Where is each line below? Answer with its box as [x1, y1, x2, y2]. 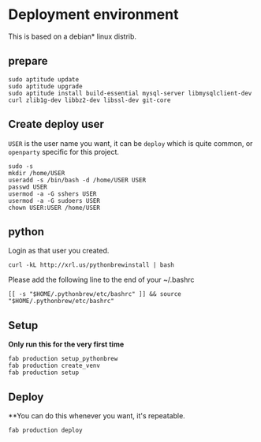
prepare [8, 54, 48, 68]
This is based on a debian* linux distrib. [8, 32, 136, 41]
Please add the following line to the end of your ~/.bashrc [8, 275, 195, 285]
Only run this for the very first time [8, 339, 125, 349]
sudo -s [8, 162, 34, 170]
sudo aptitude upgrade [8, 82, 83, 90]
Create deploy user [8, 118, 105, 131]
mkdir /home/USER [8, 169, 65, 177]
